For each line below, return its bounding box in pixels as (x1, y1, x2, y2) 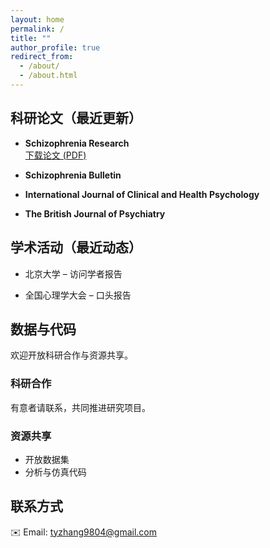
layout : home (10, 14, 65, 25)
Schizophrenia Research (24, 137, 130, 149)
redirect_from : (10, 52, 74, 62)
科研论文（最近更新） (10, 110, 142, 127)
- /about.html (19, 71, 78, 81)
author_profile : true (10, 42, 101, 53)
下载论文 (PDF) (24, 149, 87, 161)
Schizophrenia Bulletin (24, 169, 122, 181)
